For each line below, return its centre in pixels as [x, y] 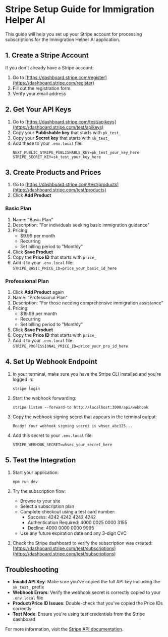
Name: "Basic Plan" [33, 219]
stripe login [26, 388]
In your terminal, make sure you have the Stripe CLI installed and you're [87, 374]
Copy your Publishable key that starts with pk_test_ [67, 132]
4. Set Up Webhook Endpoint [51, 362]
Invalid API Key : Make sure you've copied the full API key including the [86, 582]
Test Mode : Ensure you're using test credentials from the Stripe [79, 614]
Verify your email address [39, 93]
